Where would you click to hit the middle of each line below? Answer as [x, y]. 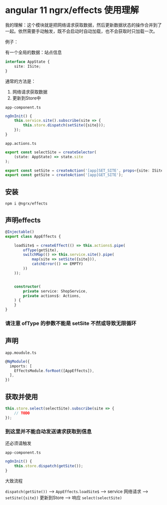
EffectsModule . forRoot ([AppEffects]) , [54, 371]
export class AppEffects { [33, 236]
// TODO [22, 413]
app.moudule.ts [21, 353]
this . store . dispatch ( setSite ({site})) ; [64, 125]
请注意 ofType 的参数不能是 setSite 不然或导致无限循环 [71, 323]
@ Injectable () [20, 232]
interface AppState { [28, 62]
